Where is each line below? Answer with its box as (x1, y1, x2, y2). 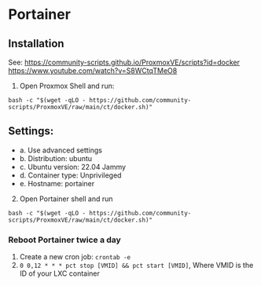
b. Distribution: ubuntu (19, 153, 93, 163)
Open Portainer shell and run (19, 194, 113, 203)
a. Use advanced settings (19, 145, 102, 155)
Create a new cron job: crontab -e (19, 252, 131, 262)
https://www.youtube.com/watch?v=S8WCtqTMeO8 (8, 66, 178, 75)
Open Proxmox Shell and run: (19, 81, 115, 90)
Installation (8, 37, 64, 50)
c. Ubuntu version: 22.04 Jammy (19, 162, 127, 171)
